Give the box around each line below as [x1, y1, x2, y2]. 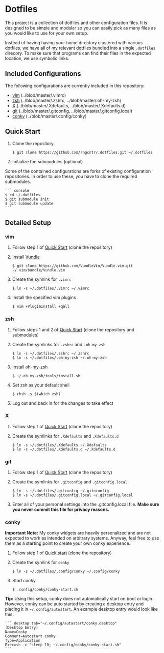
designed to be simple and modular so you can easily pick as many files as [5, 25, 156, 30]
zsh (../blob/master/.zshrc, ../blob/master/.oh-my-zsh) [12, 97, 121, 103]
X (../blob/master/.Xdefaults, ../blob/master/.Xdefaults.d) [12, 102, 126, 109]
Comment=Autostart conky [5, 634, 56, 639]
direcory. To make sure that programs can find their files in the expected [5, 50, 151, 56]
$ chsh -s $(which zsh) [12, 391, 61, 396]
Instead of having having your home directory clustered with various [5, 39, 143, 45]
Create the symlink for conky [12, 560, 70, 565]
